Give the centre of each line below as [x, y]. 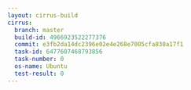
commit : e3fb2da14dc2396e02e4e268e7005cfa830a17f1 [99, 45]
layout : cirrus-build [43, 15]
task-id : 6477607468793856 [59, 52]
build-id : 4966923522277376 [61, 37]
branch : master [39, 30]
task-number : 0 [39, 59]
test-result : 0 [39, 74]
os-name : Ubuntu [41, 67]
